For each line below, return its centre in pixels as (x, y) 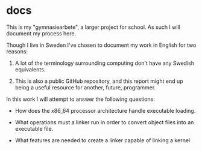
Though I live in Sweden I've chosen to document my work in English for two (101, 45)
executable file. (34, 128)
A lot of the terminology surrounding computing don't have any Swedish (105, 63)
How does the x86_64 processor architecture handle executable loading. (105, 110)
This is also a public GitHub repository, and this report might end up (99, 81)
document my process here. (41, 33)
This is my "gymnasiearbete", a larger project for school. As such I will (93, 27)
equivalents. (30, 69)
